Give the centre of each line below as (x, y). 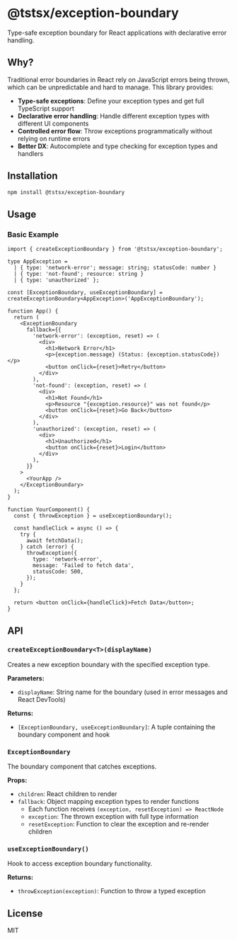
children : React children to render (67, 794)
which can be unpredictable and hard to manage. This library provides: (111, 87)
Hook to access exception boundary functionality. (80, 863)
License (25, 913)
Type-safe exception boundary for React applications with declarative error (117, 33)
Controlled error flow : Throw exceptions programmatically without (115, 131)
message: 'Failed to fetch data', (83, 566)
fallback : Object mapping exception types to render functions (108, 802)
